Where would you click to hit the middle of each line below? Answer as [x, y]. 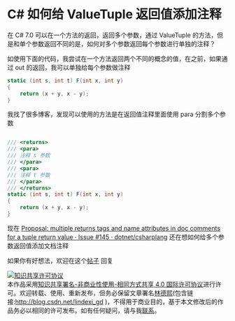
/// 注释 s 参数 [29, 156]
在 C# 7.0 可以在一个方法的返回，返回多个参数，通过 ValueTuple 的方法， [112, 35]
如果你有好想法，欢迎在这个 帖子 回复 [60, 260]
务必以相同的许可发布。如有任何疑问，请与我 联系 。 [87, 310]
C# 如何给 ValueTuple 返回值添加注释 [114, 14]
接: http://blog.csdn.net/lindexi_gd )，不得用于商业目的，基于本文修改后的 [113, 301]
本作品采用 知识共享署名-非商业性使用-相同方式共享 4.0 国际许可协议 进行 [111, 284]
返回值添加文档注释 [41, 245]
